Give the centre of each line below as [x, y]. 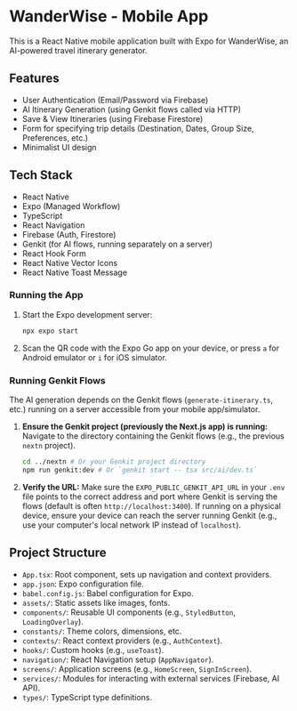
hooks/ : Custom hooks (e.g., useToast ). [93, 650]
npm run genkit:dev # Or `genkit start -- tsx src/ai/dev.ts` [140, 470]
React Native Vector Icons [70, 263]
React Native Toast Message [74, 272]
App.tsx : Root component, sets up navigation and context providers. [147, 574]
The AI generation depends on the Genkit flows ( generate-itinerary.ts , [141, 400]
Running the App [46, 295]
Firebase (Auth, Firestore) [69, 234]
